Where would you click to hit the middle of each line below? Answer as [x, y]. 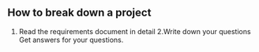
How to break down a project [79, 13]
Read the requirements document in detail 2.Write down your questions [135, 31]
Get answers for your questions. [71, 40]
